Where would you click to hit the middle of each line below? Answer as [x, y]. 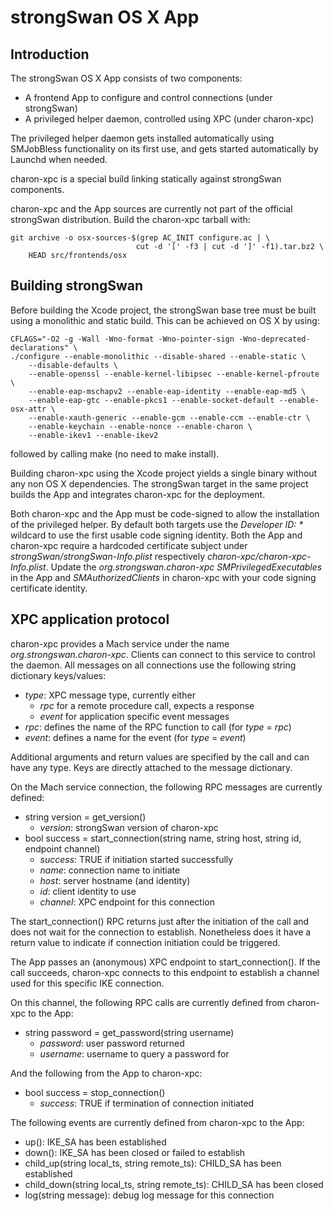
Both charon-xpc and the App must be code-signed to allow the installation [165, 513]
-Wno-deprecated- [274, 339]
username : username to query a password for [134, 1053]
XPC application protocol [90, 619]
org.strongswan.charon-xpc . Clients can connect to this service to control [163, 654]
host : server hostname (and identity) [115, 880]
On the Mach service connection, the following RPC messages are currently [166, 787]
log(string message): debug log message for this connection [149, 1195]
